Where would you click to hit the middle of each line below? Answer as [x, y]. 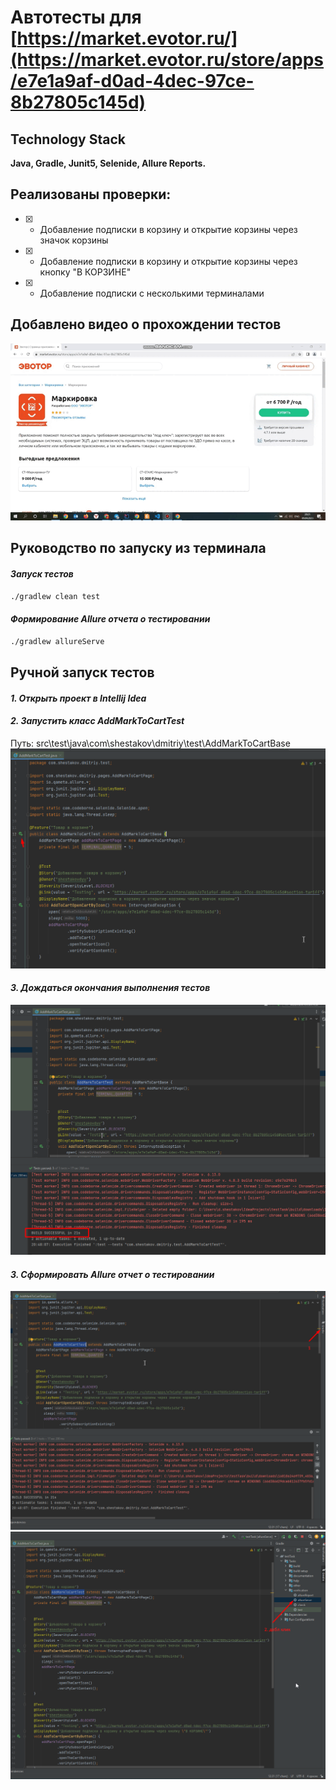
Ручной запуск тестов [82, 672]
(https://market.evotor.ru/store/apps [167, 60]
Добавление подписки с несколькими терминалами [152, 293]
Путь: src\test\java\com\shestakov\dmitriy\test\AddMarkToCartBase [150, 743]
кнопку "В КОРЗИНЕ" [85, 272]
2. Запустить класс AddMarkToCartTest [97, 721]
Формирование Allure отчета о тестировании [110, 619]
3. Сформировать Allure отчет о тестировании [112, 1274]
